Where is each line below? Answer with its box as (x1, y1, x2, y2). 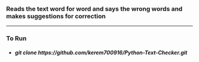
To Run (6, 34, 27, 43)
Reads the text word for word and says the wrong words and (6, 5, 182, 13)
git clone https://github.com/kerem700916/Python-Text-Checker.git (14, 49, 188, 56)
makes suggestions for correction (6, 12, 106, 20)
